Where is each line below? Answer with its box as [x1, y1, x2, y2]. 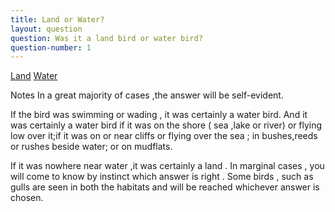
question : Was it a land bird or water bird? [10, 33, 203, 43]
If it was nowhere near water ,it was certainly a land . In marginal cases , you [10, 160, 325, 172]
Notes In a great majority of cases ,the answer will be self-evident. [10, 89, 284, 101]
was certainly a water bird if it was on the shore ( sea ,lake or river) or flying [10, 119, 323, 131]
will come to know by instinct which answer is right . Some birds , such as [10, 171, 314, 183]
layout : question [10, 24, 83, 34]
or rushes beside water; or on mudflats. [10, 141, 173, 153]
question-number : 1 [10, 42, 92, 53]
